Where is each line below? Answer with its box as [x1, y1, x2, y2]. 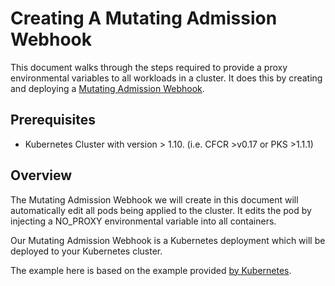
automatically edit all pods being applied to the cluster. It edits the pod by [10, 204, 312, 216]
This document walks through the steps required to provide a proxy [10, 61, 288, 73]
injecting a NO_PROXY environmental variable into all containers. [10, 215, 277, 227]
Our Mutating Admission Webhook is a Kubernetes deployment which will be [10, 234, 326, 246]
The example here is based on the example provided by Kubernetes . [10, 264, 292, 276]
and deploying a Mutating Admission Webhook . [10, 82, 205, 94]
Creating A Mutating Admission [10, 7, 278, 30]
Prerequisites [10, 112, 96, 129]
